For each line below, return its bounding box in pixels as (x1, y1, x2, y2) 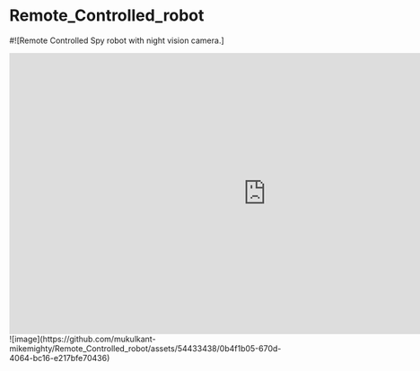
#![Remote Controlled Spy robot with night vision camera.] (9, 35, 224, 46)
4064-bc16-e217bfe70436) (9, 352, 110, 363)
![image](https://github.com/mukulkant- (9, 333, 156, 344)
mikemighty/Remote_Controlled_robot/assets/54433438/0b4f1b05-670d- (9, 342, 282, 354)
